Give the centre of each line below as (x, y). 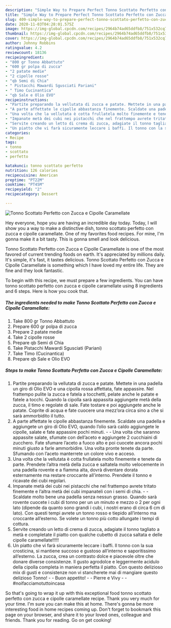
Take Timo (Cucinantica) (38, 353)
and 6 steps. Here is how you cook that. (47, 291)
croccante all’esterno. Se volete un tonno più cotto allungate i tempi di (86, 518)
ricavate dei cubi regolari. (39, 481)
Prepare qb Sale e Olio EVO (41, 358)
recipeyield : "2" (24, 189)
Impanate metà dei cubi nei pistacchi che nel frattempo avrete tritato (84, 486)
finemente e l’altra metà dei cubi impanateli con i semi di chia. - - (80, 491)
